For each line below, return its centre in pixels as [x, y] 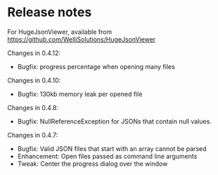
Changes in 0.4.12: [34, 53]
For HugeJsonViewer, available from [60, 32]
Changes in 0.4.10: [34, 80]
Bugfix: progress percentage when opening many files [96, 66]
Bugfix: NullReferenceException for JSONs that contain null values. [115, 121]
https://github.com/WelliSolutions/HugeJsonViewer [82, 39]
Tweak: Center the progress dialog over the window [92, 164]
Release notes [50, 12]
